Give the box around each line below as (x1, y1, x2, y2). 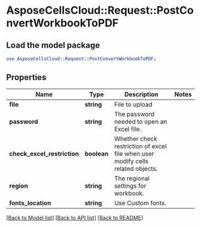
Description (124, 90, 159, 99)
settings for (114, 182, 147, 190)
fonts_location (9, 198, 51, 207)
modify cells (114, 157, 149, 165)
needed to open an (114, 117, 167, 125)
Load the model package (6, 40, 100, 50)
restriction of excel (114, 142, 167, 150)
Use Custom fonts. (114, 198, 166, 207)
